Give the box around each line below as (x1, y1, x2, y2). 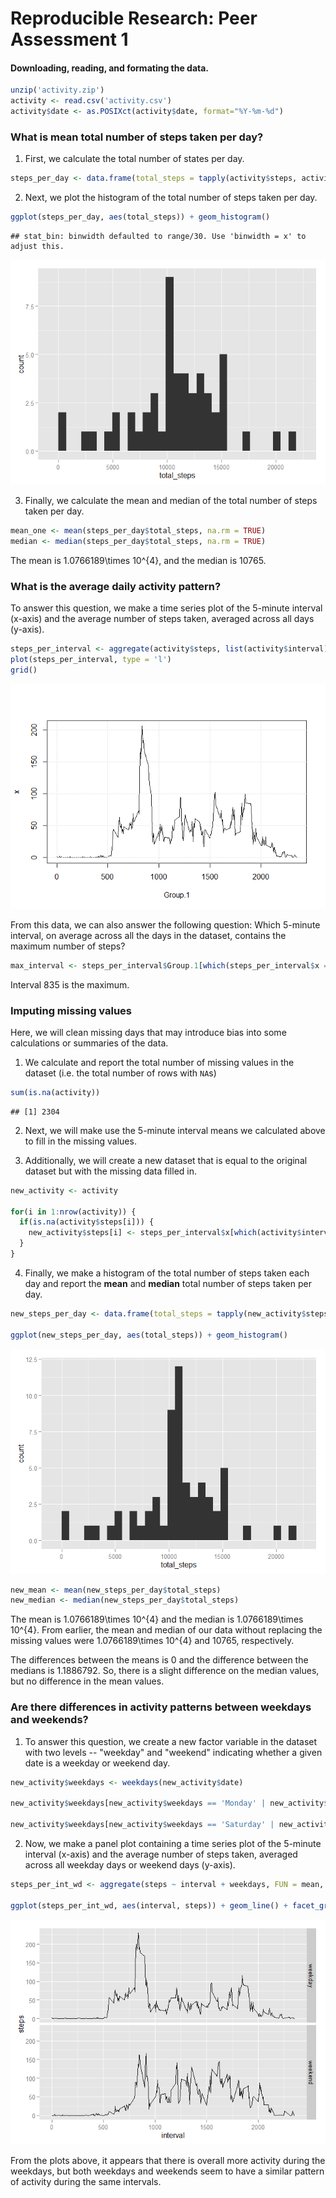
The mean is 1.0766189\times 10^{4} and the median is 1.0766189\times (10, 1613, 304, 1626)
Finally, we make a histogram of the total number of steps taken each (24, 1267, 310, 1279)
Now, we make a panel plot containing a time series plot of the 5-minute (24, 1837, 322, 1849)
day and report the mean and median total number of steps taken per (24, 1277, 312, 1289)
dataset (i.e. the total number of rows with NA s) (24, 1067, 217, 1079)
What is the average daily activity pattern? (10, 579, 222, 593)
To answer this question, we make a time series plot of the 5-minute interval (10, 602, 323, 614)
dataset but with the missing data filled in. (24, 1165, 197, 1177)
